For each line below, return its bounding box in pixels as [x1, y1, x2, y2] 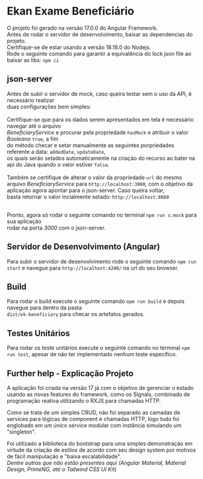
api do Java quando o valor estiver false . [7, 160, 110, 168]
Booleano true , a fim [7, 135, 59, 142]
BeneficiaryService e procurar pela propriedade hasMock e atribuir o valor [7, 128, 189, 136]
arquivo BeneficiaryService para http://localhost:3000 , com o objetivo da [7, 180, 193, 187]
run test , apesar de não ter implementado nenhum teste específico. [7, 351, 177, 358]
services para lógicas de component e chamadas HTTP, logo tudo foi [7, 415, 180, 422]
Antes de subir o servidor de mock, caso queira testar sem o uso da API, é [7, 90, 192, 97]
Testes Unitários [7, 328, 70, 339]
